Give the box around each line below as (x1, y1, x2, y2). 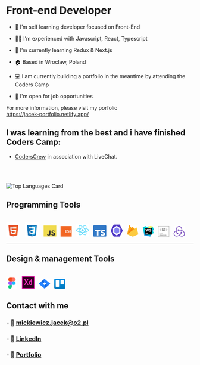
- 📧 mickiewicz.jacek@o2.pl (6, 318, 89, 327)
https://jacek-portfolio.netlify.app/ (6, 110, 89, 117)
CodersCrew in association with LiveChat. (14, 153, 118, 160)
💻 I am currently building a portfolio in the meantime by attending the (14, 72, 186, 79)
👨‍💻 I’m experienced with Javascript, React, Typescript (14, 35, 148, 42)
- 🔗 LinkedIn (6, 335, 42, 343)
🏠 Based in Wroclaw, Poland (14, 58, 86, 66)
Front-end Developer (6, 4, 112, 17)
